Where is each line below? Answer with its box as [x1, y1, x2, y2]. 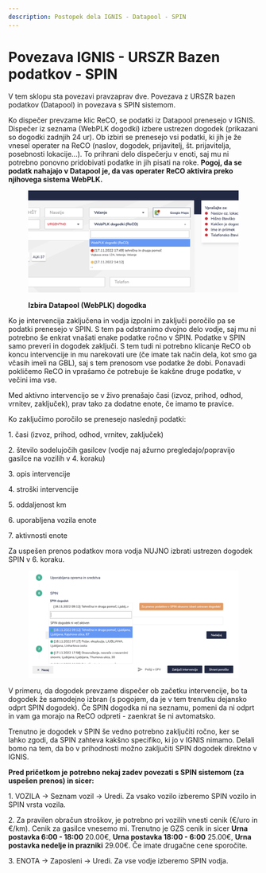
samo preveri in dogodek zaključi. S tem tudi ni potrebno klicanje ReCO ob [8, 341, 252, 351]
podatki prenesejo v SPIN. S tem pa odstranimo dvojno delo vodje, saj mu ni [8, 325, 256, 334]
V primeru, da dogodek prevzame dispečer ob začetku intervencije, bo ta [8, 686, 248, 696]
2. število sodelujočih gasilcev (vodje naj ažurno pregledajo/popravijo [8, 446, 236, 455]
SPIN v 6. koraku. [8, 555, 65, 564]
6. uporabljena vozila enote [8, 516, 97, 525]
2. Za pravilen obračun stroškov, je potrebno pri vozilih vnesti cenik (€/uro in [8, 816, 258, 825]
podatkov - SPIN [8, 64, 118, 83]
